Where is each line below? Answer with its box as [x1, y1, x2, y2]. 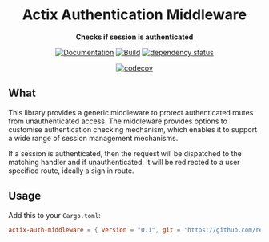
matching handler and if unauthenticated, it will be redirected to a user [8, 157, 240, 167]
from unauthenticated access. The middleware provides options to [8, 116, 228, 126]
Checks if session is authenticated [75, 32, 194, 42]
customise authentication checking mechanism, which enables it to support [8, 124, 258, 134]
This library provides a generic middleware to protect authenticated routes [8, 107, 254, 117]
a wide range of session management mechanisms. [8, 133, 179, 143]
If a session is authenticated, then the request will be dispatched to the [8, 148, 242, 158]
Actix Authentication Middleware [22, 6, 247, 24]
